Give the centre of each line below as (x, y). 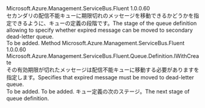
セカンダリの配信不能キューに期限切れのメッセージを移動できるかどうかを (100, 16)
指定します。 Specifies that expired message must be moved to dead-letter (100, 77)
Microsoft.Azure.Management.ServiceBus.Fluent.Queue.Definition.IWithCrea (103, 56)
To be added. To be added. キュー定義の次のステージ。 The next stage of (98, 92)
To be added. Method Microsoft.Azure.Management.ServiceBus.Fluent (95, 43)
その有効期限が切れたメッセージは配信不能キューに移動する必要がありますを (103, 70)
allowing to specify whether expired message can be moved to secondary (100, 30)
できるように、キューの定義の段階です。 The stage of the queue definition (104, 23)
